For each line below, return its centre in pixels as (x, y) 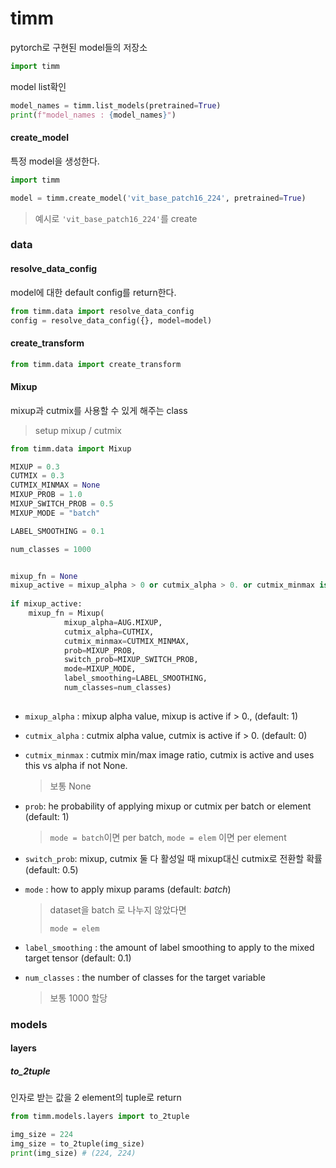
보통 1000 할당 (78, 998)
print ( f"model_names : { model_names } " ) (93, 115)
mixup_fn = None (44, 576)
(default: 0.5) (51, 869)
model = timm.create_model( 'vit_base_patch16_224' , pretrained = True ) (158, 198)
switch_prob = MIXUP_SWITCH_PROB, (131, 660)
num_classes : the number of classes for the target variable (145, 977)
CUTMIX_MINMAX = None (55, 485)
